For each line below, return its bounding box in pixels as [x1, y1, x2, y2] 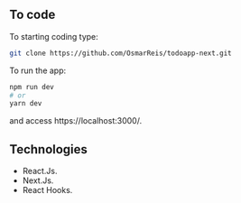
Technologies [9, 142, 88, 157]
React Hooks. [22, 185, 73, 196]
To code [9, 7, 56, 23]
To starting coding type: [9, 31, 99, 42]
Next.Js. [22, 175, 54, 186]
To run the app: [9, 65, 67, 76]
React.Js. [22, 166, 58, 177]
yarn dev [9, 99, 42, 108]
